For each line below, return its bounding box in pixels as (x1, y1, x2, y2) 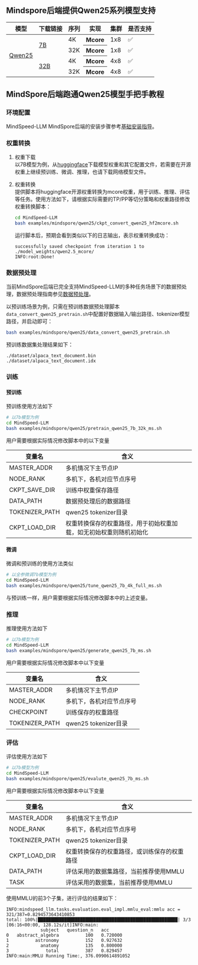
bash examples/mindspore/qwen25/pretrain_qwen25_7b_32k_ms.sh (6, 426, 162, 432)
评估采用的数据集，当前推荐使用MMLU (65, 878, 173, 886)
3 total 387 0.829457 (6, 947, 123, 954)
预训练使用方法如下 (6, 403, 53, 410)
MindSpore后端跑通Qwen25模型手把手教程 (6, 89, 164, 99)
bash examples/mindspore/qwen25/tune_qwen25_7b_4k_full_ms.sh (6, 582, 162, 589)
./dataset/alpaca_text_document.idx (6, 358, 96, 364)
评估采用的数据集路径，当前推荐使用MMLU (65, 867, 184, 875)
